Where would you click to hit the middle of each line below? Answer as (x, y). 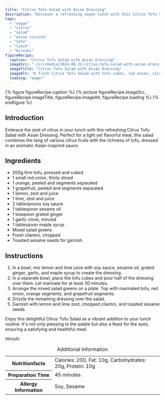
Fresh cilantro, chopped (36, 235)
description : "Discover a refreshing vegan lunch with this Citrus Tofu (81, 14)
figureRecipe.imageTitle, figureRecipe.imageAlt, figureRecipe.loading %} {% (82, 97)
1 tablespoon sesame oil (37, 209)
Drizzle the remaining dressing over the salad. (59, 299)
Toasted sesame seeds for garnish (47, 240)
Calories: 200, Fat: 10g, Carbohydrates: (100, 360)
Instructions (24, 256)
